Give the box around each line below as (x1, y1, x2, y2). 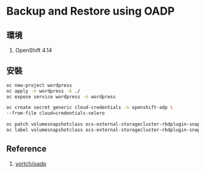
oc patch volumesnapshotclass (6, 121, 84, 127)
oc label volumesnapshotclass (6, 127, 84, 133)
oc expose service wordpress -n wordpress (6, 93, 116, 100)
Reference (6, 144, 47, 154)
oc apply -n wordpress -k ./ (6, 88, 81, 94)
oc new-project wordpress (6, 82, 72, 88)
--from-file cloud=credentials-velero (6, 110, 105, 116)
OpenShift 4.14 (15, 47, 52, 54)
